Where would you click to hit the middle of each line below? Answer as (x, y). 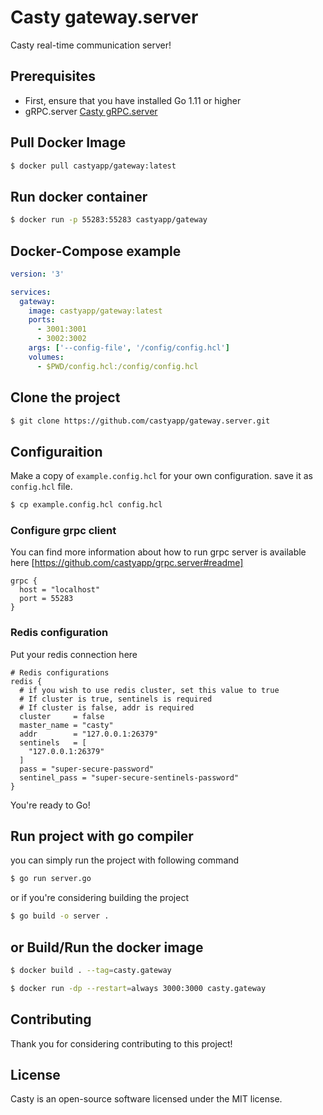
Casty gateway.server (104, 17)
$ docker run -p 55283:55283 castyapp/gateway (109, 220)
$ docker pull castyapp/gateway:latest (93, 166)
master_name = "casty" (66, 725)
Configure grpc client (63, 530)
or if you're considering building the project (99, 898)
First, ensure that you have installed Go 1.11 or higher (133, 100)
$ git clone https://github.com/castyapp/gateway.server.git (140, 421)
